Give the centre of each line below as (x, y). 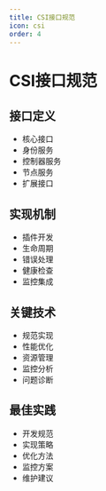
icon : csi (27, 26)
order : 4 (25, 34)
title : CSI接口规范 (42, 17)
